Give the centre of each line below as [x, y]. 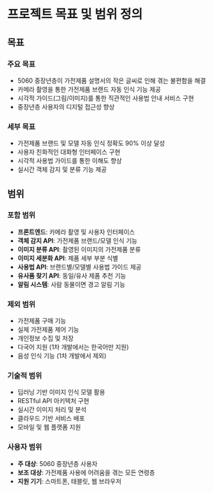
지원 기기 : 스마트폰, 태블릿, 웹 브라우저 [69, 481]
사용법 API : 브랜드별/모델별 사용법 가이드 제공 [79, 267]
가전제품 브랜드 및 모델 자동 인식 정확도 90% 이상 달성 [91, 143]
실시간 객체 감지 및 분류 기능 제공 [62, 169]
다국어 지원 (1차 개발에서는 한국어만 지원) [73, 347]
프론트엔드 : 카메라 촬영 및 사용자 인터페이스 [76, 232]
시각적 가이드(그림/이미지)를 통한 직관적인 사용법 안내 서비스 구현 [105, 98]
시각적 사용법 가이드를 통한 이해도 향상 [69, 161]
